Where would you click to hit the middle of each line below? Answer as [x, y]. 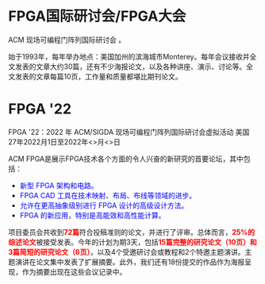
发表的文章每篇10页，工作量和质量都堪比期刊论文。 [98, 76]
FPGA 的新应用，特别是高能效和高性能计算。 [92, 215]
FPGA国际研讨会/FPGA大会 [97, 16]
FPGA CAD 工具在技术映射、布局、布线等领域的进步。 [108, 195]
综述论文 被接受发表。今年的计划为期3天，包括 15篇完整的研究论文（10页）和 [132, 242]
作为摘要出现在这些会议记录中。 [74, 271]
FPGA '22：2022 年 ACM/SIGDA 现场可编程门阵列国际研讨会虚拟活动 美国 [129, 132]
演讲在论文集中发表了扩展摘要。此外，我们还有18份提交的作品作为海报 [130, 262]
